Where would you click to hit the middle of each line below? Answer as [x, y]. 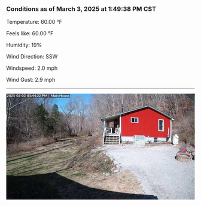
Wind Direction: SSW [32, 57]
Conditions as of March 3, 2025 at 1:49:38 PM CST [81, 9]
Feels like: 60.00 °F [30, 33]
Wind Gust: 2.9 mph [31, 80]
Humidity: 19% [24, 45]
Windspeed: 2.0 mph [32, 68]
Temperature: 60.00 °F [34, 22]
